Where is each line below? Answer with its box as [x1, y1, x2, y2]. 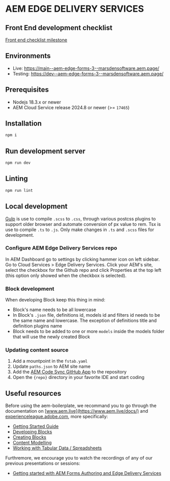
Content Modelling [12, 440, 52, 446]
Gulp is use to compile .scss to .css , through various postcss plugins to [5, 215, 156, 222]
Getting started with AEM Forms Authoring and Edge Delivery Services [12, 470, 162, 476]
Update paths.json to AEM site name [12, 363, 91, 370]
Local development [5, 202, 68, 211]
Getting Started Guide [12, 423, 59, 429]
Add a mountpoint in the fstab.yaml [12, 358, 88, 364]
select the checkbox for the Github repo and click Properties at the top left [5, 267, 162, 273]
